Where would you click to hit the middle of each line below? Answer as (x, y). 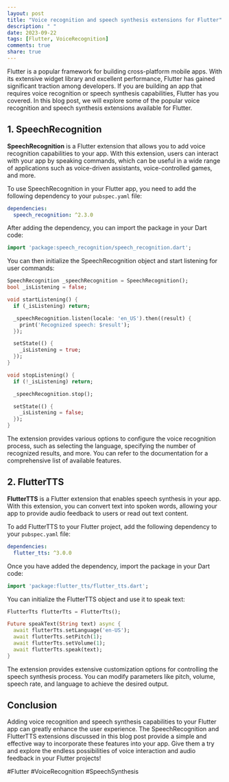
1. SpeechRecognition (55, 130)
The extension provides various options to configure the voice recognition (111, 439)
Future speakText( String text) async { (64, 624)
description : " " (32, 26)
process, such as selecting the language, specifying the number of (101, 446)
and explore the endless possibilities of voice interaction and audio (101, 751)
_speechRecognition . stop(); (53, 394)
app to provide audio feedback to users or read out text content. (98, 513)
